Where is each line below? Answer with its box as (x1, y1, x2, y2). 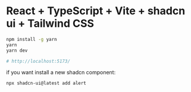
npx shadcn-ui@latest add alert (6, 80, 86, 87)
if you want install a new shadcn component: (6, 69, 116, 76)
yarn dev (6, 47, 28, 53)
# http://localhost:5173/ (6, 58, 70, 64)
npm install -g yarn (6, 36, 58, 42)
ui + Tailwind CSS (6, 17, 94, 30)
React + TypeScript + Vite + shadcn (6, 4, 186, 18)
